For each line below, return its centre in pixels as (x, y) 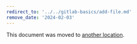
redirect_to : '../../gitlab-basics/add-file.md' (69, 12)
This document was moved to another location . (65, 34)
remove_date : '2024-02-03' (40, 17)
